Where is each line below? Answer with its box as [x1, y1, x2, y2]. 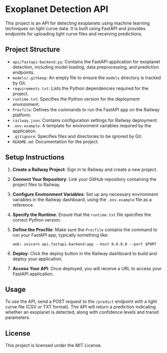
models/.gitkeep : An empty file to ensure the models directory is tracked [12, 74, 161, 81]
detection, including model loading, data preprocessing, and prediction [12, 64, 159, 70]
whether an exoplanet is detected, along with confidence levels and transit [5, 309, 159, 315]
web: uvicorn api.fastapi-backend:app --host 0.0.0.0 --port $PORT [12, 242, 156, 247]
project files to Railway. [12, 182, 61, 188]
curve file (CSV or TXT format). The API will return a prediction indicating [5, 304, 156, 310]
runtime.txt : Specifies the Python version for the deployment [12, 96, 140, 102]
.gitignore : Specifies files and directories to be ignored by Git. [12, 133, 143, 139]
